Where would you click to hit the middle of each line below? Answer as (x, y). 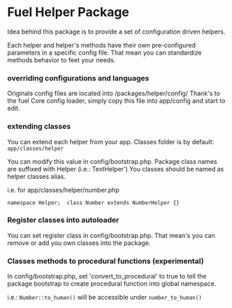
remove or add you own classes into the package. (79, 243)
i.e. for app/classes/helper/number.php (64, 190)
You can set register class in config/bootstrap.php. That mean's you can (111, 235)
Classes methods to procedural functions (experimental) (106, 261)
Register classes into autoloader (63, 220)
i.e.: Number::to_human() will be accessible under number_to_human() (105, 297)
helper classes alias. (37, 176)
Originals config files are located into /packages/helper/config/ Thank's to (114, 93)
